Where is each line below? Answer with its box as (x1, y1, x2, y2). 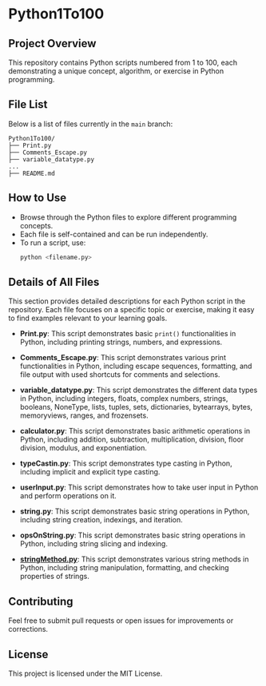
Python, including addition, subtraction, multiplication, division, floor (19, 434, 244, 444)
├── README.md (8, 169, 56, 177)
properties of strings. (19, 572, 90, 581)
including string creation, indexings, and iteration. (19, 515, 184, 525)
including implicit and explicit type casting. (19, 467, 161, 477)
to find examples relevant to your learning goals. (8, 313, 168, 323)
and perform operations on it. (19, 491, 117, 501)
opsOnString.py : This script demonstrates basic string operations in (19, 530, 246, 540)
